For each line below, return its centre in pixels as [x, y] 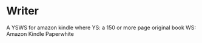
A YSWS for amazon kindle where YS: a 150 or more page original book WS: [101, 27]
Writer [23, 11]
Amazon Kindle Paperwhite [40, 33]
